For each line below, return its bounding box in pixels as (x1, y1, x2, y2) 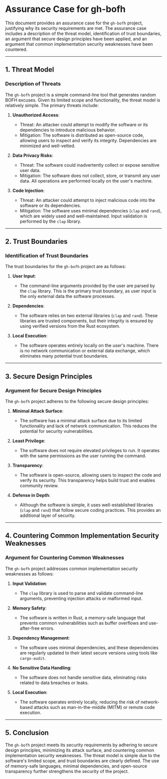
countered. (5, 46, 28, 52)
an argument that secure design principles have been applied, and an (5, 36, 148, 42)
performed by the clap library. (19, 218, 82, 224)
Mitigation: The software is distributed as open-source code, (19, 132, 144, 138)
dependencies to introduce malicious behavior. (19, 127, 116, 133)
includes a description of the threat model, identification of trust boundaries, (5, 30, 162, 36)
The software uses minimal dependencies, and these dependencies (19, 644, 159, 650)
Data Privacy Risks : (12, 152, 54, 158)
